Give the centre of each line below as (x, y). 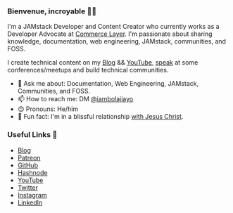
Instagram (32, 195)
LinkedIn (30, 202)
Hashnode (32, 172)
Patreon (29, 157)
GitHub (28, 165)
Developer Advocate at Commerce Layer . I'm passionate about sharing (110, 34)
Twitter (28, 187)
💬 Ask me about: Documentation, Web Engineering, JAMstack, (108, 84)
